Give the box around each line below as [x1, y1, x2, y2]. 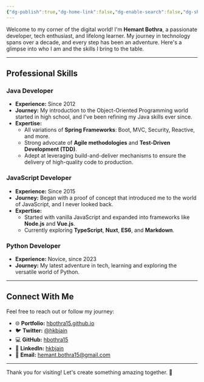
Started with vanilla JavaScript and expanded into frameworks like [24, 214, 190, 221]
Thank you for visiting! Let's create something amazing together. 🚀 [6, 369, 173, 376]
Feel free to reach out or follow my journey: [6, 308, 114, 315]
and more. [24, 133, 50, 140]
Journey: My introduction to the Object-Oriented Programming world [15, 107, 188, 114]
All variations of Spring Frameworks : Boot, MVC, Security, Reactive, [24, 126, 195, 134]
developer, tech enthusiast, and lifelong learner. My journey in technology [6, 32, 191, 40]
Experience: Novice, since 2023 [15, 255, 97, 262]
